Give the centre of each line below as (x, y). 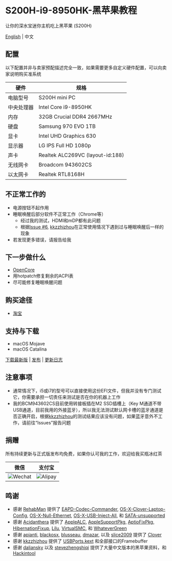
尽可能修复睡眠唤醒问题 (37, 283)
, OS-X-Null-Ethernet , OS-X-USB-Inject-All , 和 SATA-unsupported (96, 515)
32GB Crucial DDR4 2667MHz (76, 117)
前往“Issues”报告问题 (49, 422)
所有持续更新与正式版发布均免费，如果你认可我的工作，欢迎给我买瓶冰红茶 (84, 454)
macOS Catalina (30, 349)
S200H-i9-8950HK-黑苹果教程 (71, 10)
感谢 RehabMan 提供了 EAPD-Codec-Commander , (66, 509)
